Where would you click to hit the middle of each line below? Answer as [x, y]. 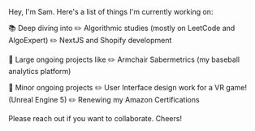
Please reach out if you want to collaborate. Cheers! [95, 118]
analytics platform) [40, 71]
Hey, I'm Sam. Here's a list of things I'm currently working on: [111, 12]
